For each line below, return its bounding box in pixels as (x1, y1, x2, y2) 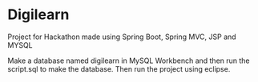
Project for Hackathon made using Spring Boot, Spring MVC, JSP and (7, 32, 237, 41)
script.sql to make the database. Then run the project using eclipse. (7, 64, 231, 73)
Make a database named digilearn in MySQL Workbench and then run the (7, 56, 250, 65)
